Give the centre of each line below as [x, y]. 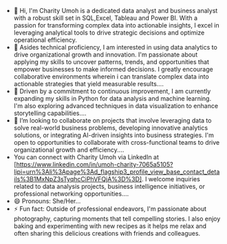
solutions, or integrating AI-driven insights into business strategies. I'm [114, 135]
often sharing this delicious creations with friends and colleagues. [107, 233]
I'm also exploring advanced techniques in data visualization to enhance [116, 106]
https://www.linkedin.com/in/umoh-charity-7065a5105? [95, 164]
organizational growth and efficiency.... [69, 150]
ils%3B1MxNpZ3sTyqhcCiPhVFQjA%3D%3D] [78, 179]
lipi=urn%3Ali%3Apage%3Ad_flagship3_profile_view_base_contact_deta [117, 172]
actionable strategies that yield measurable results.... [88, 84]
